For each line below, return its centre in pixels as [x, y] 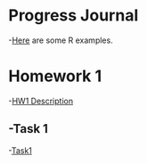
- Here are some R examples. [61, 40]
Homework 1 [55, 76]
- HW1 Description [41, 101]
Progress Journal [73, 16]
